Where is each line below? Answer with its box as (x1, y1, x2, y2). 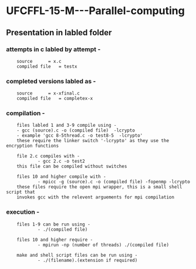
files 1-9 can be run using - (16, 221, 91, 227)
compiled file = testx (16, 63, 77, 69)
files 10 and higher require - (16, 237, 93, 243)
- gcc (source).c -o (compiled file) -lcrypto (16, 127, 135, 133)
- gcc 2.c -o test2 (37, 159, 85, 164)
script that (6, 189, 35, 195)
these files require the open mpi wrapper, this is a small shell (16, 184, 183, 190)
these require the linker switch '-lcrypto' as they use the (16, 138, 169, 144)
